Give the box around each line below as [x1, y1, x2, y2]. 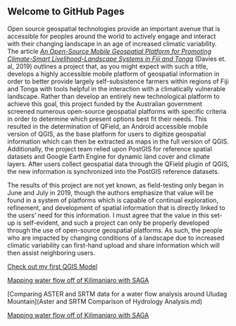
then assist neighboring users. [7, 248, 95, 257]
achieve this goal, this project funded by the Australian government [7, 99, 203, 108]
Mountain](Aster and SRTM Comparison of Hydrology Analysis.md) [7, 297, 203, 305]
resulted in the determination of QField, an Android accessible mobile [7, 122, 209, 130]
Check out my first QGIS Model [7, 262, 98, 271]
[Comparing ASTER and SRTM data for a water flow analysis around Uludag [7, 289, 228, 298]
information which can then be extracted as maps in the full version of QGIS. [7, 137, 229, 146]
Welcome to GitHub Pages [7, 6, 125, 18]
